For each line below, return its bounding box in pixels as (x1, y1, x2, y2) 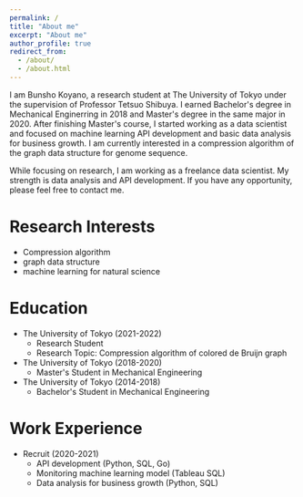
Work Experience (9, 418, 143, 439)
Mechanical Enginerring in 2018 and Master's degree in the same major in (9, 109, 286, 119)
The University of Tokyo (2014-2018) (22, 376, 161, 388)
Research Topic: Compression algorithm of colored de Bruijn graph (35, 347, 288, 358)
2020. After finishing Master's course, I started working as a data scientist (9, 118, 288, 129)
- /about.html (17, 65, 71, 74)
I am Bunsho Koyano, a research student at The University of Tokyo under (9, 88, 287, 100)
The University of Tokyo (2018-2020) (22, 357, 162, 368)
